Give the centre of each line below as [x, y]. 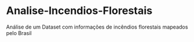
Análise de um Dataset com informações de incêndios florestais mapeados [97, 27]
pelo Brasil [19, 33]
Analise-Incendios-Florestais [79, 11]
